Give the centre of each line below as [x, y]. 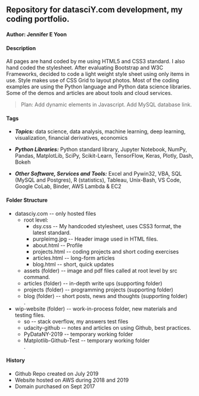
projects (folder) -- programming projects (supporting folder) [99, 290]
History [16, 360]
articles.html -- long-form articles [74, 258]
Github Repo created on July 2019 [57, 373]
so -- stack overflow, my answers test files [76, 321]
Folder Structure [27, 200]
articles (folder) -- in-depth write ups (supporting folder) [93, 283]
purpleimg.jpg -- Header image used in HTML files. [95, 239]
